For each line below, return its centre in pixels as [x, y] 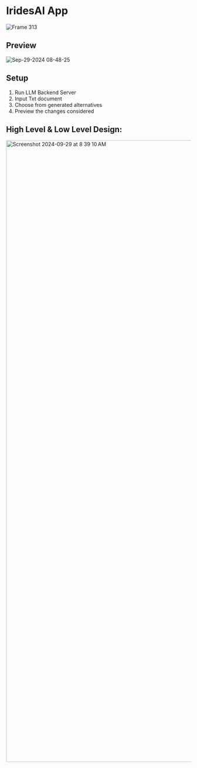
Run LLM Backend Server [45, 92]
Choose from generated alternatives [58, 105]
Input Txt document [38, 99]
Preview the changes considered [54, 111]
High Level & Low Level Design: [64, 129]
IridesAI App [37, 11]
